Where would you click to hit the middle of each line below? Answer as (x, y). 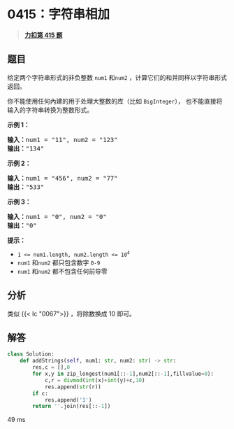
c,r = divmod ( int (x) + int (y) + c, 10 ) (95, 380)
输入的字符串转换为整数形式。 (50, 110)
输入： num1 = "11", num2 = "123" (63, 140)
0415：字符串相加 (59, 14)
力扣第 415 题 (43, 35)
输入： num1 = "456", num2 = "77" (63, 178)
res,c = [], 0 (51, 367)
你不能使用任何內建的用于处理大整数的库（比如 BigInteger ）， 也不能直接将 (115, 101)
